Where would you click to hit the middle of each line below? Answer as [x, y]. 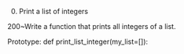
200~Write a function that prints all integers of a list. [92, 26]
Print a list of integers [53, 11]
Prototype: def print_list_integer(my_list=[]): [78, 41]
